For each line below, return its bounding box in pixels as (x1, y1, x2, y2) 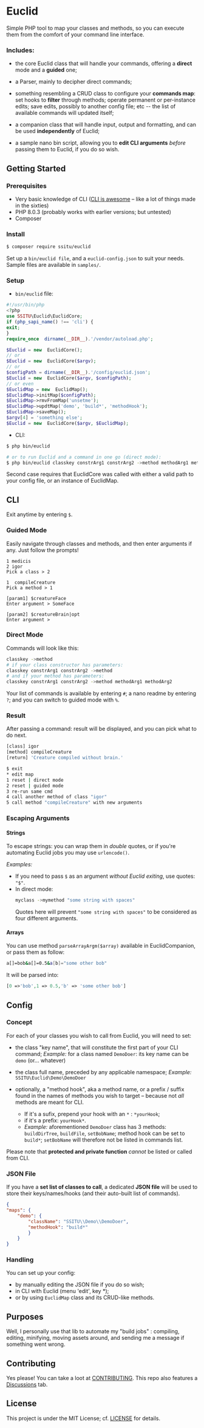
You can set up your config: (6, 1269, 76, 1277)
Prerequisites (6, 181, 47, 190)
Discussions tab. (6, 1381, 48, 1388)
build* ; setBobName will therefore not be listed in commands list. (24, 1136, 183, 1143)
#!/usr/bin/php (6, 302, 45, 308)
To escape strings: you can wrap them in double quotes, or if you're (6, 843, 176, 850)
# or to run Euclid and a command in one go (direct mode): (6, 454, 162, 460)
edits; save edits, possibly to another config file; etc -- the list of (15, 103, 176, 110)
